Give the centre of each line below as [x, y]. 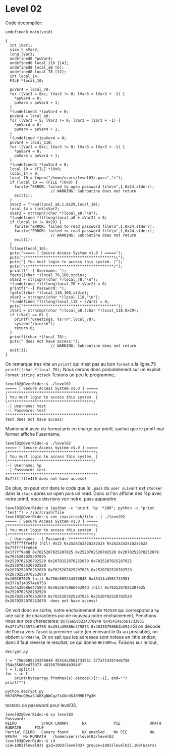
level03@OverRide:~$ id [30, 741]
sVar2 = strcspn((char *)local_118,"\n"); [55, 297]
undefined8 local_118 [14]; [39, 63]
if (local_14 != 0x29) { [36, 222]
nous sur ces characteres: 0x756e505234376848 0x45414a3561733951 [75, 621]
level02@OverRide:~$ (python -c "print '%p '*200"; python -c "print [80, 508]
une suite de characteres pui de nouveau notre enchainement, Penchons [81, 615]
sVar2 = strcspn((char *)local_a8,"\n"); [54, 213]
